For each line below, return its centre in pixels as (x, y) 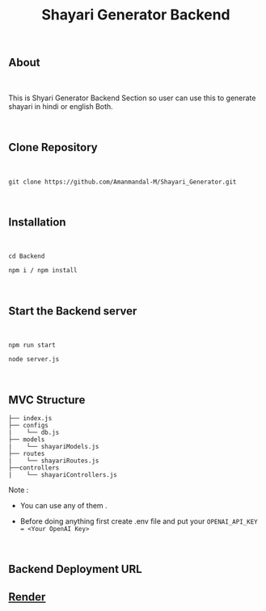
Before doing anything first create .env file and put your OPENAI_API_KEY (139, 521)
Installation (37, 222)
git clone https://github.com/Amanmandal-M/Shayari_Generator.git (122, 182)
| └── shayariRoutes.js (54, 461)
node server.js (34, 360)
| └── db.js (34, 432)
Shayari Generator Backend (136, 15)
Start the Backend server (73, 311)
